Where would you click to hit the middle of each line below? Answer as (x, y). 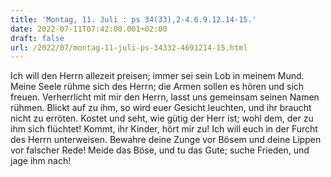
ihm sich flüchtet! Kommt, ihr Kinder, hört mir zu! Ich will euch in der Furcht (164, 129)
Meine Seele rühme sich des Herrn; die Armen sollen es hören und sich (157, 87)
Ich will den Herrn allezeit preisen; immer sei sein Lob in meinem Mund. (157, 76)
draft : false (37, 38)
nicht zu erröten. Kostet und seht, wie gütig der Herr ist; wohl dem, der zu (162, 118)
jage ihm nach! (41, 161)
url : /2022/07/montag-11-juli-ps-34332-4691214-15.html (129, 47)
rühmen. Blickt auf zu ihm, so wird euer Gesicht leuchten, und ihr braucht (161, 108)
